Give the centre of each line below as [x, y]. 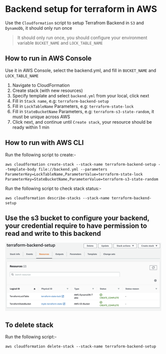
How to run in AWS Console [48, 59]
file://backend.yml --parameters [73, 169]
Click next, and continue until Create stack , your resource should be [82, 122]
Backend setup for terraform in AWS [81, 9]
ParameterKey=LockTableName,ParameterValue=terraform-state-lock [74, 174]
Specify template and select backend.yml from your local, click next [81, 95]
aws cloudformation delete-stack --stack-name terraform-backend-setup [81, 347]
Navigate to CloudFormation [41, 85]
